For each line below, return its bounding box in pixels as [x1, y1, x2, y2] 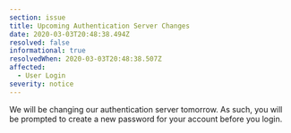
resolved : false [9, 37, 70, 47]
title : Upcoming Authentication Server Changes [9, 21, 191, 30]
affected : [9, 63, 47, 72]
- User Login [17, 71, 66, 80]
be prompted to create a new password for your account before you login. [9, 113, 283, 124]
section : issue [9, 12, 66, 22]
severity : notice [9, 79, 74, 88]
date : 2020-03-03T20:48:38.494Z [9, 29, 130, 38]
